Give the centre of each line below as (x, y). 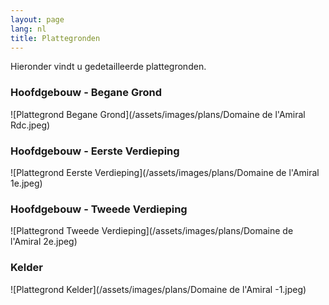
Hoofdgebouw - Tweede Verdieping (99, 209)
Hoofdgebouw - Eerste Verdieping (95, 151)
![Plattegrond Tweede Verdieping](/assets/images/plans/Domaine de (152, 231)
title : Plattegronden (55, 38)
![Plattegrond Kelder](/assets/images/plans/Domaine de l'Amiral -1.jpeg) (158, 289)
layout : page (37, 19)
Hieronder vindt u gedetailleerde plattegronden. (108, 67)
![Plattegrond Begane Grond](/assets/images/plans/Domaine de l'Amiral (158, 114)
